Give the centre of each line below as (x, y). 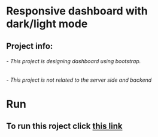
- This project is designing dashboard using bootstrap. (74, 61)
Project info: (30, 46)
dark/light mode (47, 24)
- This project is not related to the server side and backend (79, 80)
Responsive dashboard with (77, 11)
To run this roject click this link (64, 126)
